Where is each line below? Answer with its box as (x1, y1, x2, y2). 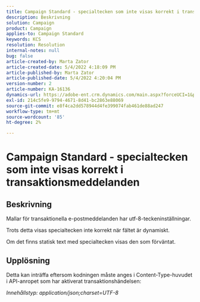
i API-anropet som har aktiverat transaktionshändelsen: (6, 278, 142, 285)
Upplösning (6, 256, 51, 266)
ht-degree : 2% (6, 120, 42, 126)
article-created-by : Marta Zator (6, 58, 89, 64)
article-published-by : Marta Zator (6, 70, 95, 76)
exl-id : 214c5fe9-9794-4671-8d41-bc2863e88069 (6, 97, 124, 103)
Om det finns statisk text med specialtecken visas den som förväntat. (6, 238, 176, 245)
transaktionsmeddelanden (6, 176, 140, 189)
